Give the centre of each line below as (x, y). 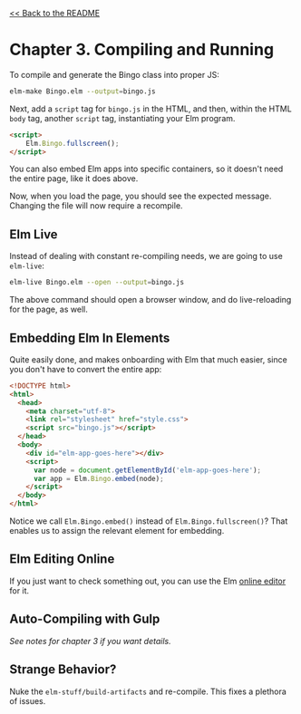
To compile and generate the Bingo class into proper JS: (114, 74)
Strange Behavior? (63, 670)
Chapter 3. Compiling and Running (142, 50)
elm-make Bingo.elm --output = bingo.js (83, 91)
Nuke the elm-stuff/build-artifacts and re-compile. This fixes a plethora (148, 691)
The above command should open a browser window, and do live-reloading (150, 300)
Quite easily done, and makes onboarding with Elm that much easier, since (148, 359)
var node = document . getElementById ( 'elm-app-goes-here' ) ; (147, 470)
